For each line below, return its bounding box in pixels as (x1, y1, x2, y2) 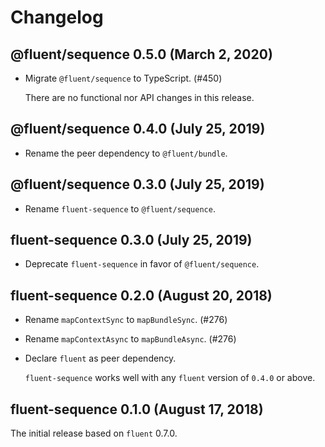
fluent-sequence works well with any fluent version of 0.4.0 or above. (24, 372, 316, 384)
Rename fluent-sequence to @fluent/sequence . (24, 202, 216, 215)
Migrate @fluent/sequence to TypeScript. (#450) (24, 72, 223, 84)
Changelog (10, 6, 104, 29)
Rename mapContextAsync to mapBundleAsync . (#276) (24, 333, 237, 345)
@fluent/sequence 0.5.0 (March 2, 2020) (10, 46, 273, 63)
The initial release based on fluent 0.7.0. (10, 427, 178, 440)
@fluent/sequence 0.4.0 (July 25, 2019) (10, 121, 266, 138)
